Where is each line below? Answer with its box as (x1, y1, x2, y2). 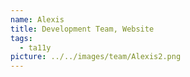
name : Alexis (10, 14, 65, 25)
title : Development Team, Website (10, 24, 155, 34)
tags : (10, 33, 33, 43)
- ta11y (19, 42, 52, 53)
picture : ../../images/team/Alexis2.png (10, 52, 182, 62)
